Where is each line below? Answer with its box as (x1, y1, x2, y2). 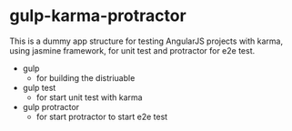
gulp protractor (22, 101, 80, 112)
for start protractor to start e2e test (35, 111, 168, 122)
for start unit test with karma (35, 92, 143, 103)
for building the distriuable (35, 72, 136, 83)
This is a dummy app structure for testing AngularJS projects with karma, (9, 35, 284, 46)
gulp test (22, 82, 56, 93)
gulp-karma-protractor (9, 5, 186, 26)
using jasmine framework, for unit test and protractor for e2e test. (9, 45, 256, 55)
